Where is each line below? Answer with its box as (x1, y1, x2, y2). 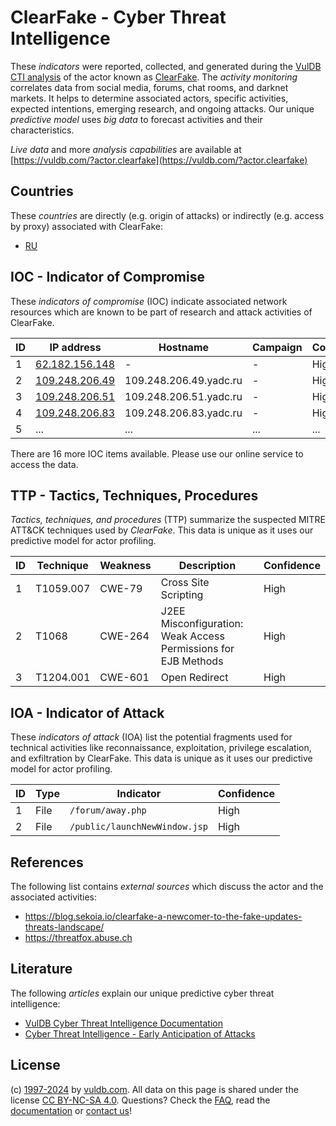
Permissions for (160, 642, 235, 656)
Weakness (99, 559, 152, 573)
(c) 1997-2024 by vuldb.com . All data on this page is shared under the (10, 1083, 299, 1095)
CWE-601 (99, 671, 150, 685)
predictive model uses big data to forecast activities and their (10, 113, 263, 125)
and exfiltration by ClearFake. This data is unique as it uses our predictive (10, 752, 313, 765)
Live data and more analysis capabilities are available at (10, 143, 242, 155)
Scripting (160, 588, 204, 602)
